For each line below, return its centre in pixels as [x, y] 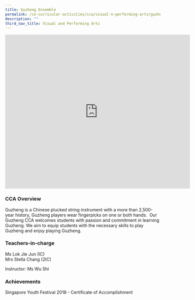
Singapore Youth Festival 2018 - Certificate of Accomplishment [69, 292]
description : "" [22, 19]
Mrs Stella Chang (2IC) [28, 259]
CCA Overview [23, 199]
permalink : [16, 14]
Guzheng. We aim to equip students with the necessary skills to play [74, 225]
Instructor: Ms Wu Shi [27, 268]
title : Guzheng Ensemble [31, 10]
